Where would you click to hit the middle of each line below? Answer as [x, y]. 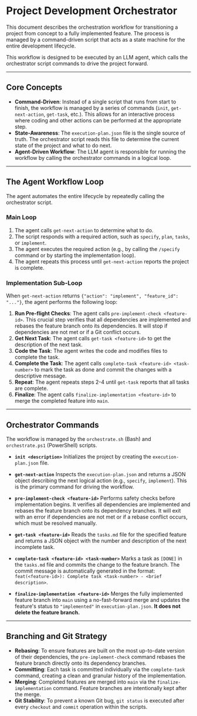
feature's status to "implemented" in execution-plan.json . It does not [97, 606]
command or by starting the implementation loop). [75, 255]
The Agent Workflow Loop [55, 182]
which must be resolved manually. [56, 523]
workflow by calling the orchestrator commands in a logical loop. [93, 158]
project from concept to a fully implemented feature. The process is [88, 33]
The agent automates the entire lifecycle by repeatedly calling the [85, 196]
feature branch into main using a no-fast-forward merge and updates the [102, 600]
